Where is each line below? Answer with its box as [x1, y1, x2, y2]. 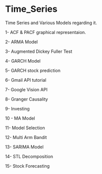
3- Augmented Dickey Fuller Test [5, 48, 73, 54]
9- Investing [5, 105, 30, 111]
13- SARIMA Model [5, 144, 44, 150]
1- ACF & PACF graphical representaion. [5, 29, 86, 35]
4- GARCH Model [5, 58, 41, 64]
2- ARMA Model [5, 38, 38, 45]
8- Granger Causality [5, 96, 48, 102]
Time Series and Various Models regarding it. [5, 20, 98, 26]
